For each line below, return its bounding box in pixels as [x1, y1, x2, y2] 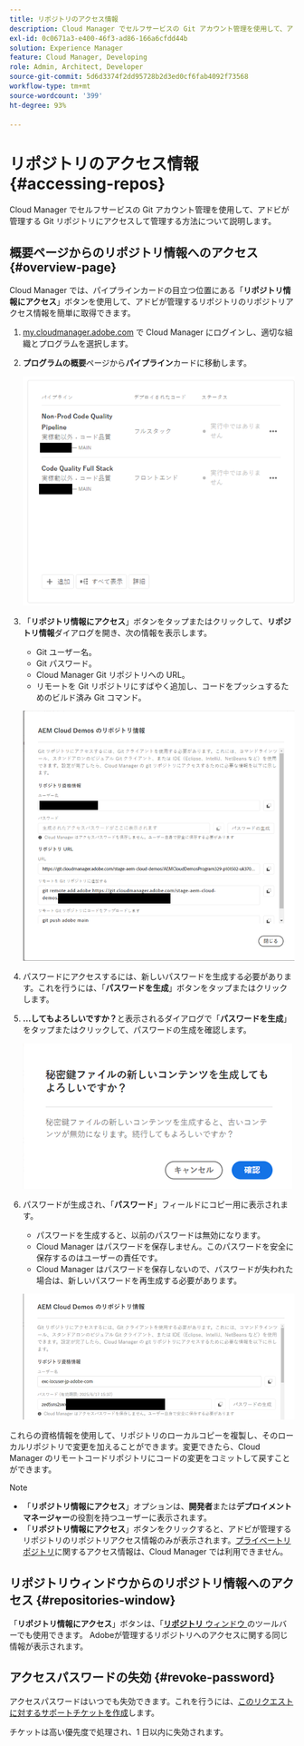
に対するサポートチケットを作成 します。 [9, 1707, 160, 1718]
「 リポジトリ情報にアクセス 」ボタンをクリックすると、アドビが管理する [22, 1524, 292, 1535]
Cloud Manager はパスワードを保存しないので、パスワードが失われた [35, 1263, 294, 1274]
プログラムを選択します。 [38, 338, 133, 349]
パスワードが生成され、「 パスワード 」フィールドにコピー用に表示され [22, 1199, 280, 1210]
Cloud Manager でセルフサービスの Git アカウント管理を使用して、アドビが [9, 204, 290, 215]
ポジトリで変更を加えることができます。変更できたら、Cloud [33, 1441, 261, 1452]
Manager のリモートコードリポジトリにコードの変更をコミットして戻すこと [9, 1453, 291, 1464]
